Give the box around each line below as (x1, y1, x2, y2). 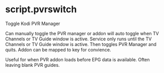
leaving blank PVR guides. (5, 62, 60, 68)
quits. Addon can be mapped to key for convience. (5, 46, 111, 53)
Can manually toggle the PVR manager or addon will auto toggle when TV (5, 30, 159, 36)
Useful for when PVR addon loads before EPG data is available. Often (5, 56, 150, 62)
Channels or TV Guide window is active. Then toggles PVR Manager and (5, 41, 156, 47)
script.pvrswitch (5, 4, 77, 15)
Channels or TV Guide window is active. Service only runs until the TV (5, 36, 152, 42)
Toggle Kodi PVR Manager (5, 20, 60, 27)
